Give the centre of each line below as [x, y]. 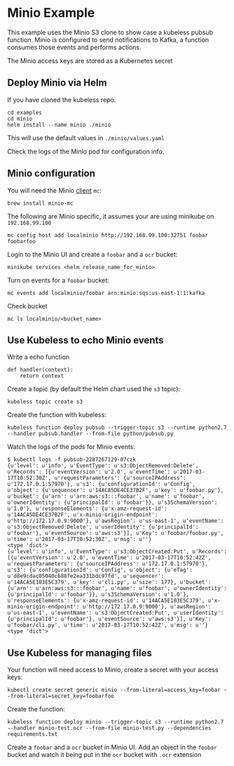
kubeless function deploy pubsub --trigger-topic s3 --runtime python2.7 [117, 428]
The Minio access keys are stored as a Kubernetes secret [90, 60]
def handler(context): [40, 370]
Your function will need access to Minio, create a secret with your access [113, 670]
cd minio [20, 118]
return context [42, 376]
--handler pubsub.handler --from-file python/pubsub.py [90, 434]
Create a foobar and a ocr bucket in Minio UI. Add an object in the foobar [112, 747]
